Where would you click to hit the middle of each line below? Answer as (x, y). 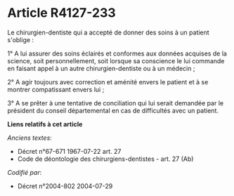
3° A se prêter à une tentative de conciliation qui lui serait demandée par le (115, 103)
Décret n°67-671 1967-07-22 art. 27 (69, 151)
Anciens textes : (30, 138)
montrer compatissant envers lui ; (56, 89)
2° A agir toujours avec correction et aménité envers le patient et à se (108, 81)
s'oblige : (20, 39)
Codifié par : (25, 172)
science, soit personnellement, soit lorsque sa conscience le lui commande (116, 60)
